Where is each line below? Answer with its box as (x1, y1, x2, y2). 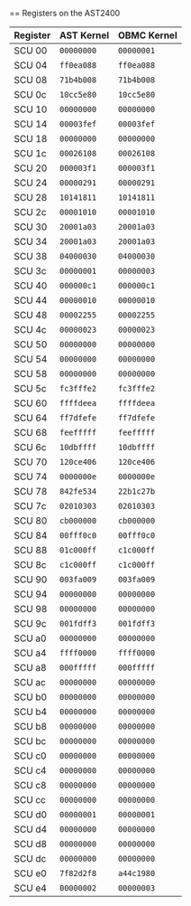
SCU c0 (14, 750, 47, 762)
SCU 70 (14, 456, 48, 468)
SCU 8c (14, 559, 47, 571)
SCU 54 (14, 353, 48, 365)
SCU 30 (14, 221, 48, 233)
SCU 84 (14, 529, 48, 542)
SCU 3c (14, 265, 47, 277)
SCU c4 (14, 764, 47, 777)
